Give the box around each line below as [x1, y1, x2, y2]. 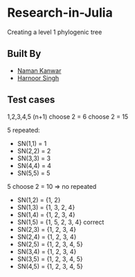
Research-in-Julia [7, 5, 113, 21]
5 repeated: [7, 126, 40, 134]
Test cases [7, 94, 55, 106]
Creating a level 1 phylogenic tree [7, 28, 102, 36]
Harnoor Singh [17, 74, 60, 82]
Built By [7, 48, 42, 60]
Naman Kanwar [17, 66, 62, 74]
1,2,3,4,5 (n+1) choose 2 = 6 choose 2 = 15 [7, 112, 129, 121]
